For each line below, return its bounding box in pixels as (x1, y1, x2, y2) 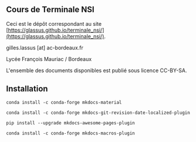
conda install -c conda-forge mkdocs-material (6, 99, 122, 105)
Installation (6, 84, 48, 94)
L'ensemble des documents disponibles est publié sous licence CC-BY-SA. (6, 67, 187, 74)
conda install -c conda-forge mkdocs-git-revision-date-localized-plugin (6, 110, 191, 116)
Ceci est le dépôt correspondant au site (6, 20, 102, 27)
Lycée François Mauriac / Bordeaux (6, 55, 92, 62)
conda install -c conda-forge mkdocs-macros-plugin (6, 130, 135, 136)
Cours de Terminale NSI (6, 5, 95, 15)
